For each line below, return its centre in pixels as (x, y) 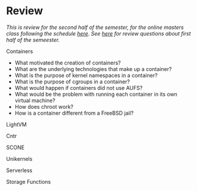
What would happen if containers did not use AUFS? (79, 88)
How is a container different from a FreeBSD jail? (74, 113)
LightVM (16, 124)
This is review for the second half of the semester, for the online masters (95, 27)
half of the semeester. (33, 40)
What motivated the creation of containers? (68, 63)
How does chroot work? (44, 106)
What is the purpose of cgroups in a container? (72, 82)
